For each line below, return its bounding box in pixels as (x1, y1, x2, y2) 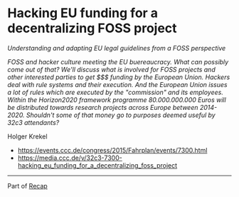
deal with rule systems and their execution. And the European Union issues (7, 80, 228, 89)
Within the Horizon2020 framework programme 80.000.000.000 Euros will (7, 95, 226, 104)
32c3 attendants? (7, 118, 60, 126)
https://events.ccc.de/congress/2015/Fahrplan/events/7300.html (17, 146, 208, 154)
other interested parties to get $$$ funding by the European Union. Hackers (7, 73, 230, 81)
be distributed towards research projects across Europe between (7, 103, 198, 111)
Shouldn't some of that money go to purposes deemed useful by (26, 111, 216, 119)
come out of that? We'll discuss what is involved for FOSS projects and (7, 65, 216, 74)
